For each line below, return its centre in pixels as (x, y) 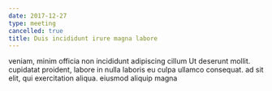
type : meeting (32, 23)
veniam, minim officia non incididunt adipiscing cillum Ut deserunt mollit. (130, 61)
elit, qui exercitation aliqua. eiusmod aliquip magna (93, 78)
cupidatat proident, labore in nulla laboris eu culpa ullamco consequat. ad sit (136, 70)
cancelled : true (36, 31)
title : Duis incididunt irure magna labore (83, 38)
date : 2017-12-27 (38, 16)
